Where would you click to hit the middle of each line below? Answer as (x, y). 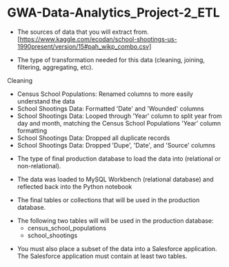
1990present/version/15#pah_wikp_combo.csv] (84, 46)
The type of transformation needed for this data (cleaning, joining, (111, 59)
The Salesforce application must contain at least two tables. (102, 256)
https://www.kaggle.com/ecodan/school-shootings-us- (98, 39)
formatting (32, 130)
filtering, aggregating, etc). (55, 67)
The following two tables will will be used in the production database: (115, 220)
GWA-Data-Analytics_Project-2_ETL (113, 13)
